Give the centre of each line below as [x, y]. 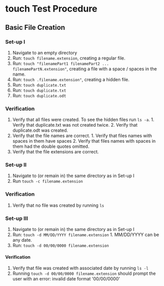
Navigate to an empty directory [45, 52]
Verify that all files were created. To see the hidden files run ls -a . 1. [83, 120]
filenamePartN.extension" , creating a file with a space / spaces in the [85, 69]
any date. [22, 240]
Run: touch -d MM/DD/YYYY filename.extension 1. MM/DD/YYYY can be [86, 235]
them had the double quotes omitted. [51, 146]
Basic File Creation [35, 27]
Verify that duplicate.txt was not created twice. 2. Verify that [75, 125]
